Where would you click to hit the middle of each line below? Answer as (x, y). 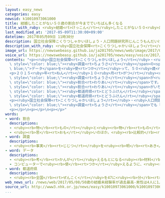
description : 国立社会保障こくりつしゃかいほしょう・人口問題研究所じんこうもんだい (82, 42)
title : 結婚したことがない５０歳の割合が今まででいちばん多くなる (64, 23)
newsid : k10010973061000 (30, 19)
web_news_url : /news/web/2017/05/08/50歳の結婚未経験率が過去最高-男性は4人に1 (82, 182)
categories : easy (23, 14)
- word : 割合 (18, 119)
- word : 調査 (18, 137)
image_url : (16, 50)
